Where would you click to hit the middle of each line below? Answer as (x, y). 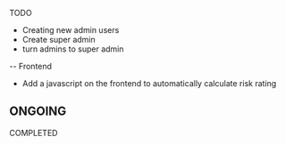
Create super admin (59, 40)
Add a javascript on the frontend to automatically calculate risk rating (149, 83)
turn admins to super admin (73, 49)
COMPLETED (34, 133)
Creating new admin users (71, 30)
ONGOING (38, 112)
